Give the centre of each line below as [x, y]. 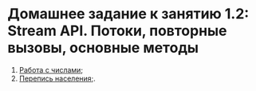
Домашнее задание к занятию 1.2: [128, 14]
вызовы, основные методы [103, 48]
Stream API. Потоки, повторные [118, 31]
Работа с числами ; [51, 69]
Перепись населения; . [57, 78]
